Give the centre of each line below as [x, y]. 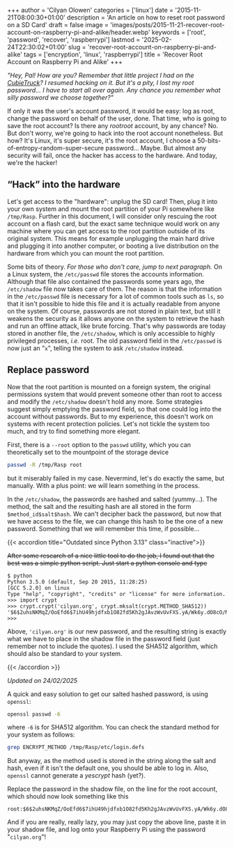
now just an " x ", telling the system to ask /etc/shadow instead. [96, 348]
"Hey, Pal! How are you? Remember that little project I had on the [101, 75]
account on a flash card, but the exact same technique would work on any [114, 223]
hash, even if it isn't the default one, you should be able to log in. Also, [108, 768]
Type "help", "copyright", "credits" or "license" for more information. [117, 594]
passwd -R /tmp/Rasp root [45, 465]
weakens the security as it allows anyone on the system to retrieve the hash [116, 318]
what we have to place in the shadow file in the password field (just [104, 638]
